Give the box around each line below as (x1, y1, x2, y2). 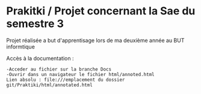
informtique (6, 43, 35, 50)
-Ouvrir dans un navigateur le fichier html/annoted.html (6, 71, 155, 77)
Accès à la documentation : (6, 54, 74, 62)
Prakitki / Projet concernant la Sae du (6, 4, 196, 18)
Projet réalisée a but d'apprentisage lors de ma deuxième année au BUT (6, 37, 185, 44)
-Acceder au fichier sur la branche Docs (6, 66, 112, 72)
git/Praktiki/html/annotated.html (6, 82, 93, 88)
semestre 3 (6, 17, 64, 31)
